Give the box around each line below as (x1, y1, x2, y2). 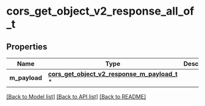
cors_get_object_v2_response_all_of (6, 4, 195, 18)
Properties (6, 41, 48, 52)
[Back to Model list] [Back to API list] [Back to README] (6, 93, 146, 100)
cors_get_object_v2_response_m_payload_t (48, 70, 178, 78)
